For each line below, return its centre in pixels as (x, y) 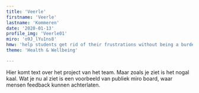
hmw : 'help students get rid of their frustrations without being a (92, 45)
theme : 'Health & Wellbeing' (42, 50)
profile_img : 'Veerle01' (37, 34)
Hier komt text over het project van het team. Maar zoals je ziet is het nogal (98, 72)
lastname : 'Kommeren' (33, 23)
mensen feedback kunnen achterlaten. (53, 85)
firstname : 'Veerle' (32, 17)
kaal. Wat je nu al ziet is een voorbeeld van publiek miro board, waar (89, 78)
